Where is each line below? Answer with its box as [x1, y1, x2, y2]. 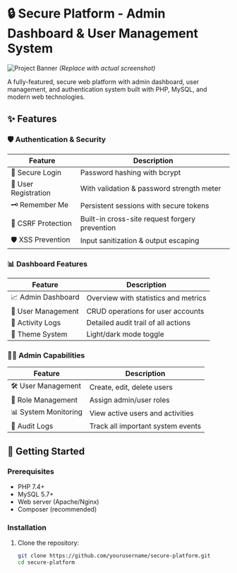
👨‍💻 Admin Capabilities [7, 350, 85, 360]
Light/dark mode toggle [86, 329, 164, 339]
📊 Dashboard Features [7, 259, 88, 268]
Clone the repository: [17, 538, 80, 548]
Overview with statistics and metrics [86, 293, 207, 303]
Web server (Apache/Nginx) [17, 497, 99, 506]
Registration [11, 188, 51, 198]
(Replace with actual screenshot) [59, 64, 156, 72]
